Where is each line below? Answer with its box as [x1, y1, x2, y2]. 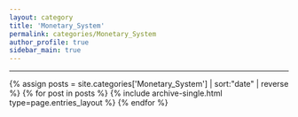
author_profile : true [9, 37, 90, 47]
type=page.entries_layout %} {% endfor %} [9, 97, 169, 108]
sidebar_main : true [9, 46, 82, 55]
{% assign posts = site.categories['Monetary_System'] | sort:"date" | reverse [9, 79, 289, 90]
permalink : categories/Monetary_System [9, 29, 157, 38]
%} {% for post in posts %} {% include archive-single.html [9, 88, 223, 98]
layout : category [9, 12, 74, 22]
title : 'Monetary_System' [9, 21, 105, 30]
